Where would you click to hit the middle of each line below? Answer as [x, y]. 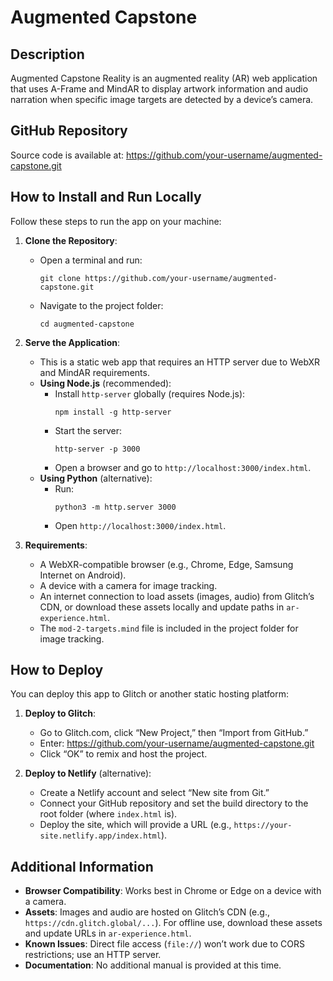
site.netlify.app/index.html [100, 836]
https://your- [263, 826]
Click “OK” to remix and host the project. [123, 754]
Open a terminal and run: [91, 260]
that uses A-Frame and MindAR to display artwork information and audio [159, 89]
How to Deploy [57, 670]
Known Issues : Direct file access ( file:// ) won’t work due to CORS [165, 944]
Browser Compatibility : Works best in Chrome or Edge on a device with [173, 891]
